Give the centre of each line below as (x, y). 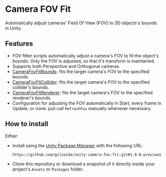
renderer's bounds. (32, 98)
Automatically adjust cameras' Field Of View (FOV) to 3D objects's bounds (81, 23)
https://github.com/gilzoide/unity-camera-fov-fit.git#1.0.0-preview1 (87, 155)
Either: (12, 136)
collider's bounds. (31, 87)
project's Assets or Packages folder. (48, 169)
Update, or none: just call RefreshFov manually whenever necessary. (82, 108)
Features (19, 44)
